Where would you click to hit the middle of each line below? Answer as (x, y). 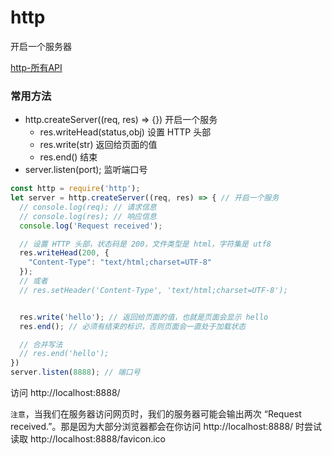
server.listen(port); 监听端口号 (86, 170)
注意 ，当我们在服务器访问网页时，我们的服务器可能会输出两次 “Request (156, 414)
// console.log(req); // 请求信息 (88, 207)
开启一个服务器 (41, 46)
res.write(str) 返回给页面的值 (98, 145)
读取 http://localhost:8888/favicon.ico (88, 439)
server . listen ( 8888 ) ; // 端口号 (75, 372)
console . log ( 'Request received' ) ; (91, 226)
